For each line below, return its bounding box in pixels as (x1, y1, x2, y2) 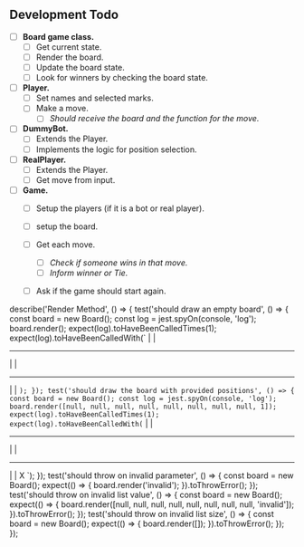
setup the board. (35, 221, 99, 232)
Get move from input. (35, 174, 116, 185)
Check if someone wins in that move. (49, 257, 188, 268)
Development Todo (9, 7, 119, 23)
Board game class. (22, 31, 95, 42)
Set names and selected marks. (35, 92, 154, 103)
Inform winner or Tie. (49, 267, 128, 279)
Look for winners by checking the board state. (35, 72, 208, 83)
